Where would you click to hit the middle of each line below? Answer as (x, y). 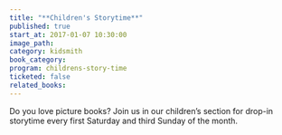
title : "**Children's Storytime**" (76, 18)
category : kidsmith (46, 52)
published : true (40, 26)
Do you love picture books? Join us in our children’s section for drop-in (141, 111)
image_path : (32, 43)
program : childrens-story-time (68, 69)
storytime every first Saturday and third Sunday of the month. (123, 121)
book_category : (38, 60)
